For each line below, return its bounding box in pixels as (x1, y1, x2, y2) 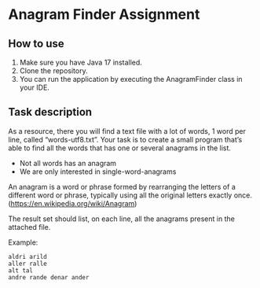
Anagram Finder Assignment (8, 6, 200, 24)
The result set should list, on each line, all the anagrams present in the (8, 214, 236, 223)
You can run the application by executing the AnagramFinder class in (19, 75, 243, 83)
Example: (8, 238, 38, 247)
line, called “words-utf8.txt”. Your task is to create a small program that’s (8, 135, 243, 144)
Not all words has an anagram (19, 158, 116, 168)
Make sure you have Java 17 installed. (19, 57, 143, 67)
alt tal (8, 266, 34, 275)
